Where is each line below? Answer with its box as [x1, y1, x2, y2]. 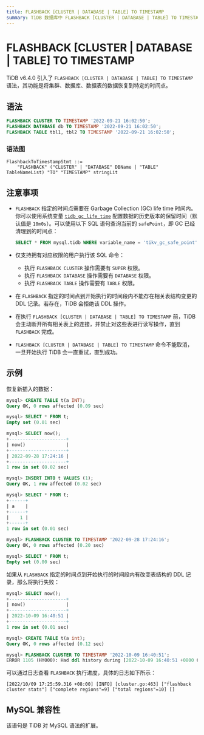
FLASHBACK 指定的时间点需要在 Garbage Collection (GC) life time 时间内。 [15, 205, 197, 212]
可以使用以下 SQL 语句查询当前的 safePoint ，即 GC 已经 [54, 220, 195, 227]
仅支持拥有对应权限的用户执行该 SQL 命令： [15, 251, 125, 259]
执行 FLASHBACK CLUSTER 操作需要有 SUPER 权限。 [24, 264, 144, 271]
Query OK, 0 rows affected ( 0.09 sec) [6, 403, 104, 409]
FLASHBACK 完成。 [15, 328, 58, 335]
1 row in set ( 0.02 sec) [6, 464, 69, 470]
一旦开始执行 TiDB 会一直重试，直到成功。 [15, 348, 121, 356]
